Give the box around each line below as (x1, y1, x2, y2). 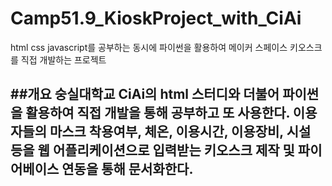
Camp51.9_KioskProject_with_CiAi (10, 7, 302, 30)
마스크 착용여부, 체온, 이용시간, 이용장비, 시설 (49, 123, 312, 141)
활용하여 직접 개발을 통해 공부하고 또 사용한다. (25, 105, 290, 122)
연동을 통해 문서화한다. (61, 161, 194, 178)
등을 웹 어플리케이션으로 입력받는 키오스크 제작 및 (10, 142, 295, 159)
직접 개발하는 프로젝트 (20, 53, 107, 66)
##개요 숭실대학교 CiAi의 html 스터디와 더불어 (10, 86, 280, 103)
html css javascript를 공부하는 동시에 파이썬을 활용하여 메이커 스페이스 (10, 41, 288, 53)
